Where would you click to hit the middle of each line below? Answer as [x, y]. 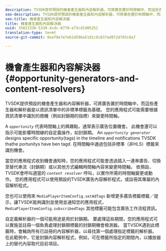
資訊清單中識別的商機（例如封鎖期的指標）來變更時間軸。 [63, 116]
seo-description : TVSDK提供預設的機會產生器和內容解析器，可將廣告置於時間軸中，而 [83, 14]
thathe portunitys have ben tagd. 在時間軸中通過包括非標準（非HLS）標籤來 [82, 144]
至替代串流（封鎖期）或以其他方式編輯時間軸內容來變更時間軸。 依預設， [79, 167]
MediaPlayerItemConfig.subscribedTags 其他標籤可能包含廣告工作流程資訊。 [82, 208]
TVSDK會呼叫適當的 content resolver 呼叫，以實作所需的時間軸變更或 [77, 173]
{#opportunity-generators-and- [72, 78]
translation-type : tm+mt [31, 33]
